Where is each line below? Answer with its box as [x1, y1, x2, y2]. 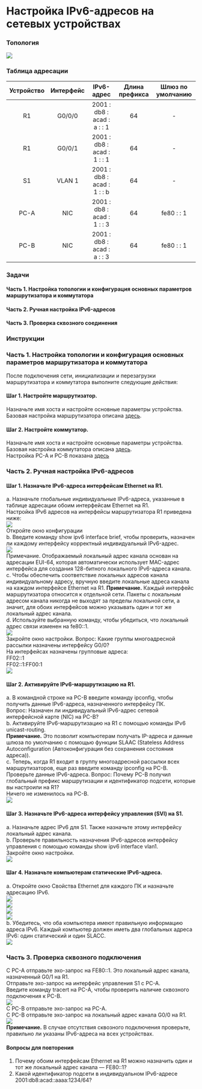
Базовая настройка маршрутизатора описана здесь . [6, 412, 142, 419]
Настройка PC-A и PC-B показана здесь [6, 452, 109, 459]
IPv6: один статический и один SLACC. [6, 932, 106, 939]
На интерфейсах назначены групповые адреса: [6, 648, 129, 655]
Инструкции [6, 335, 45, 343]
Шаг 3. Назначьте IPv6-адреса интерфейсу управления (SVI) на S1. [6, 810, 184, 818]
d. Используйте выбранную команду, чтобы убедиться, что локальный [6, 616, 189, 623]
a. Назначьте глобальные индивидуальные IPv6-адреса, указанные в [6, 496, 185, 503]
